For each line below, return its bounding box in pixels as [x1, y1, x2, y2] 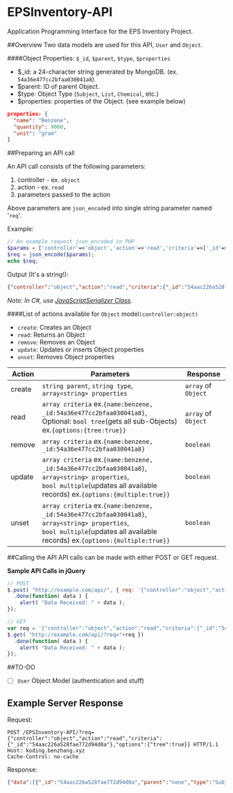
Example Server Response [7, 697, 123, 709]
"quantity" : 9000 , [13, 123, 67, 131]
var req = [7, 624, 36, 632]
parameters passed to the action [17, 190, 111, 199]
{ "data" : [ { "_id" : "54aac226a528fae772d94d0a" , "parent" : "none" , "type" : [7, 779, 213, 786]
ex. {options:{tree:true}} [42, 425, 127, 435]
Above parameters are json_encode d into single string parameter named [7, 204, 212, 212]
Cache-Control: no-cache [7, 753, 79, 760]
